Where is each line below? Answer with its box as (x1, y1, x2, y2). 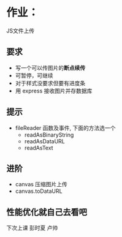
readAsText (24, 144, 53, 151)
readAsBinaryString (24, 131, 74, 138)
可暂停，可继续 (15, 72, 53, 79)
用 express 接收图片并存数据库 (15, 87, 93, 94)
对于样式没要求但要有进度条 (15, 79, 86, 86)
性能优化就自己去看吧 (6, 206, 87, 217)
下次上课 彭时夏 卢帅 (6, 224, 58, 231)
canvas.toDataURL (15, 187, 63, 195)
